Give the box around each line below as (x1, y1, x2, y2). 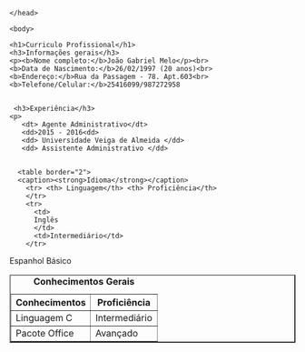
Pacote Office (15, 327, 74, 339)
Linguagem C (15, 312, 73, 324)
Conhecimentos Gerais (33, 276, 135, 287)
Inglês (33, 216, 59, 225)
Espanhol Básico (9, 256, 72, 266)
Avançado (94, 327, 139, 339)
